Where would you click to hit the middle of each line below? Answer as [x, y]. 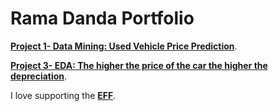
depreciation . [39, 76]
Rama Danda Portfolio [102, 18]
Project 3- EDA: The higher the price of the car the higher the [139, 65]
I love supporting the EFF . [63, 95]
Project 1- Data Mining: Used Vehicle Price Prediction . [124, 46]
